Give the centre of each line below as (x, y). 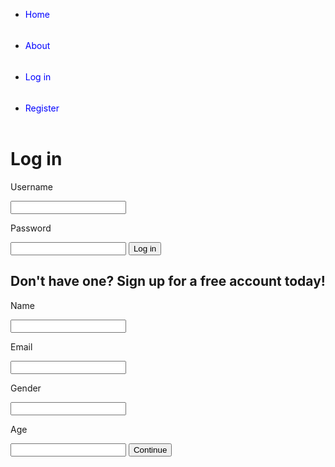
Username (32, 186)
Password (31, 228)
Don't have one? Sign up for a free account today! (168, 281)
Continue (150, 449)
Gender (26, 388)
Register (42, 108)
